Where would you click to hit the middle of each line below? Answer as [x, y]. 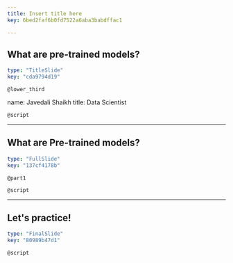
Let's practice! [39, 218]
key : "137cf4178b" [34, 165]
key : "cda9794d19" [34, 77]
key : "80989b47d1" [34, 241]
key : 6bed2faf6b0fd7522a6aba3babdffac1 [65, 20]
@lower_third [26, 90]
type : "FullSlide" [34, 159]
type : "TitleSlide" [35, 70]
